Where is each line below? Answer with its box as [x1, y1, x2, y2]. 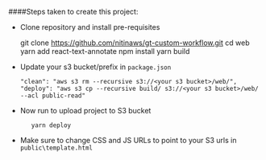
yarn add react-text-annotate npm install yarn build [19, 47, 190, 55]
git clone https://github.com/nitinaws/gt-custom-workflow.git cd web [19, 38, 250, 47]
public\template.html [19, 144, 93, 152]
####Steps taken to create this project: [8, 7, 139, 16]
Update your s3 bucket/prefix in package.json [19, 62, 172, 72]
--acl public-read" [19, 92, 86, 100]
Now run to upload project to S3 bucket [19, 106, 152, 115]
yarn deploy [31, 121, 72, 129]
